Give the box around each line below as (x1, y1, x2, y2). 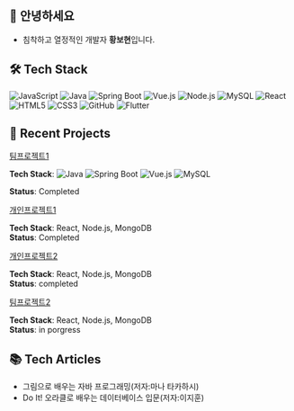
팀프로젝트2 (9, 297, 51, 308)
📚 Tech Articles (9, 352, 102, 367)
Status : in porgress (9, 325, 81, 335)
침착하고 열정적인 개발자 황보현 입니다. (22, 34, 156, 45)
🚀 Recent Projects (9, 126, 111, 141)
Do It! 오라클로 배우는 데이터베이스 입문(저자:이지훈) (22, 392, 205, 403)
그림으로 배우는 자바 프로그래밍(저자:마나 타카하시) (22, 381, 200, 392)
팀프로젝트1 (9, 151, 49, 162)
